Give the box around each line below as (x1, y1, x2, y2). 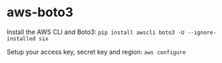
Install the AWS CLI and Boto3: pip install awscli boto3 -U (6, 28, 185, 36)
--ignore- (187, 29, 217, 36)
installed (6, 35, 36, 42)
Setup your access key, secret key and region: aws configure (6, 47, 186, 56)
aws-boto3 (6, 4, 74, 21)
